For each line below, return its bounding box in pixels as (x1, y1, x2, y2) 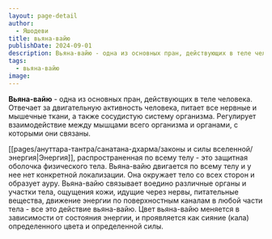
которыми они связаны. (8, 128, 91, 138)
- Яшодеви (15, 27, 49, 35)
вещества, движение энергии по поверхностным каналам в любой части (8, 195, 263, 205)
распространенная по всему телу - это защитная (76, 153, 249, 162)
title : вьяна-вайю (8, 34, 70, 43)
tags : (8, 57, 27, 65)
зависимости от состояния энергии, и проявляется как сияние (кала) (8, 212, 249, 222)
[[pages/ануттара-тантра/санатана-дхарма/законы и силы (8, 144, 212, 153)
